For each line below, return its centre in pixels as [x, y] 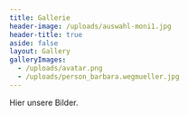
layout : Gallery [40, 52]
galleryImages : [38, 60]
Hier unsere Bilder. [44, 102]
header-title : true [46, 34]
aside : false [34, 43]
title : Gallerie [40, 18]
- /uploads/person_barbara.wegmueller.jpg [99, 77]
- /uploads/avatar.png [60, 69]
